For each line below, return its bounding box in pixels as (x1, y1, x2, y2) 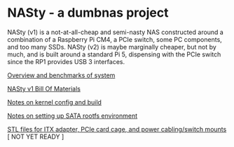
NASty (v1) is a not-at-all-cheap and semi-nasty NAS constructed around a (7, 28, 224, 36)
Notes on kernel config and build (7, 98, 102, 106)
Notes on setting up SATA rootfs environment (7, 111, 138, 120)
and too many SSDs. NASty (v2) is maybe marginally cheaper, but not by (7, 42, 217, 51)
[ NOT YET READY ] (7, 132, 64, 141)
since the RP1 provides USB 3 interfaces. (7, 57, 125, 65)
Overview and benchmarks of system (7, 71, 116, 79)
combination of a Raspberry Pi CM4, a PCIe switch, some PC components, (7, 35, 222, 43)
